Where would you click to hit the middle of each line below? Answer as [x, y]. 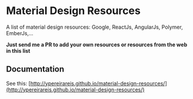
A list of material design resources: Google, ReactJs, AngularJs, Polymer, [95, 27]
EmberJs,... [20, 33]
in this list [18, 50]
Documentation [35, 69]
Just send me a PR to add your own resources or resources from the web [96, 45]
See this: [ [18, 83]
